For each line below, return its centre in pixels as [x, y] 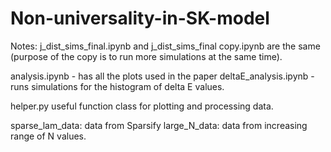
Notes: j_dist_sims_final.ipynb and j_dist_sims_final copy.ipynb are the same [165, 46]
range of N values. [48, 136]
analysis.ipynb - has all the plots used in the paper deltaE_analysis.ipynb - [162, 76]
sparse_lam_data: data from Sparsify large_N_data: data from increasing [159, 125]
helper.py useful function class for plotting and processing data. [142, 106]
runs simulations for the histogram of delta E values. [117, 86]
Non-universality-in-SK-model [140, 18]
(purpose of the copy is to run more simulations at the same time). [146, 56]
